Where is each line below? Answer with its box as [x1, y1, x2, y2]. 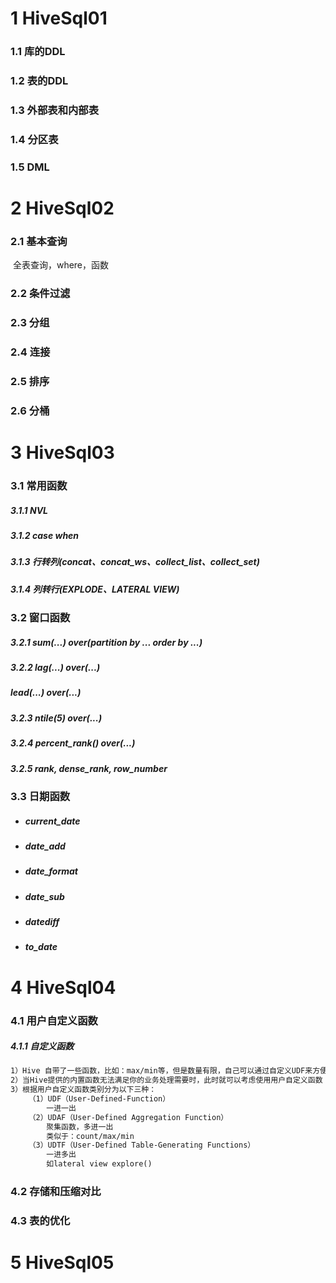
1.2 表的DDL [10, 74, 69, 88]
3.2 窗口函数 [10, 611, 71, 625]
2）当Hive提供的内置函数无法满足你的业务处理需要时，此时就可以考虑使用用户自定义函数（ [10, 1075, 331, 1086]
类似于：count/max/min [46, 1131, 135, 1141]
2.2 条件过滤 [10, 287, 71, 301]
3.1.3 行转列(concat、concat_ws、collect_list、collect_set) [10, 556, 260, 568]
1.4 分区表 [10, 132, 59, 146]
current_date [24, 815, 81, 827]
